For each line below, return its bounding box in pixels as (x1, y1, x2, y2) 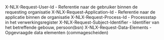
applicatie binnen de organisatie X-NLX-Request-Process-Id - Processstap (5, 14, 157, 20)
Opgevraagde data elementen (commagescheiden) (5, 30, 109, 35)
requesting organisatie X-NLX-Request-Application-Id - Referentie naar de (5, 9, 156, 15)
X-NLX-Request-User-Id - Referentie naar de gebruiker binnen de (5, 4, 138, 10)
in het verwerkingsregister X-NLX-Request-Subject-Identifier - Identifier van (5, 19, 160, 25)
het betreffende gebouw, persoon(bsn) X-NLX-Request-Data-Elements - (5, 25, 152, 30)
